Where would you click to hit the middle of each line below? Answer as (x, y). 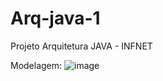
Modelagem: (36, 65)
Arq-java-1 (55, 18)
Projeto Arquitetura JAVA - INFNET (81, 46)
